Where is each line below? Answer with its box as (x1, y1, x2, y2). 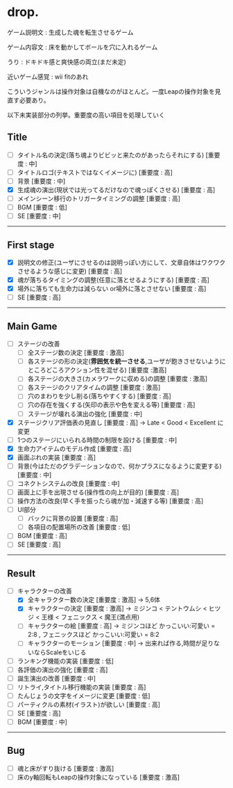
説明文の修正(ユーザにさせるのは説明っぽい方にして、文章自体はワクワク (17, 258, 226, 267)
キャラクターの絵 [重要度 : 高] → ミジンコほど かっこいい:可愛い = (27, 622, 216, 630)
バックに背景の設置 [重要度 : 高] (27, 514, 119, 523)
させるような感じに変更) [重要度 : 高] (17, 267, 123, 276)
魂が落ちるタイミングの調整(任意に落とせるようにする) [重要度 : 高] (17, 276, 210, 284)
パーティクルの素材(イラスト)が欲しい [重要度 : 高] (17, 700, 161, 709)
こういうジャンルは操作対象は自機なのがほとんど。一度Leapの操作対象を (7, 87, 215, 95)
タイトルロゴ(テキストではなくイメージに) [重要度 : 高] (17, 168, 173, 176)
